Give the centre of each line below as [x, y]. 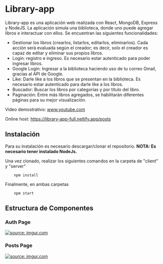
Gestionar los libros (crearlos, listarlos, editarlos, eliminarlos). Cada [80, 42]
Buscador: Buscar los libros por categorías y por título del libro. [76, 89]
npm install [26, 175]
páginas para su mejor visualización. [49, 100]
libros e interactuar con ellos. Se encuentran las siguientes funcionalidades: [81, 33]
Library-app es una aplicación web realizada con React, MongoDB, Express [81, 23]
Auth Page [18, 222]
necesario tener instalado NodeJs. [41, 151]
